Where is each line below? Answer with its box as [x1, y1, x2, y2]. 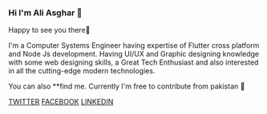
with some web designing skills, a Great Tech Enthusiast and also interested [8, 57, 259, 67]
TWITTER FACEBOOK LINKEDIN [8, 97, 114, 107]
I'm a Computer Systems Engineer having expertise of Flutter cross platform [8, 41, 260, 50]
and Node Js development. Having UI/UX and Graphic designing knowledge [8, 49, 260, 59]
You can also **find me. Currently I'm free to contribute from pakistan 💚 [8, 81, 245, 91]
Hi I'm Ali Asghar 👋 [8, 7, 83, 18]
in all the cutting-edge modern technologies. [8, 66, 156, 76]
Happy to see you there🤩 [8, 26, 91, 35]
